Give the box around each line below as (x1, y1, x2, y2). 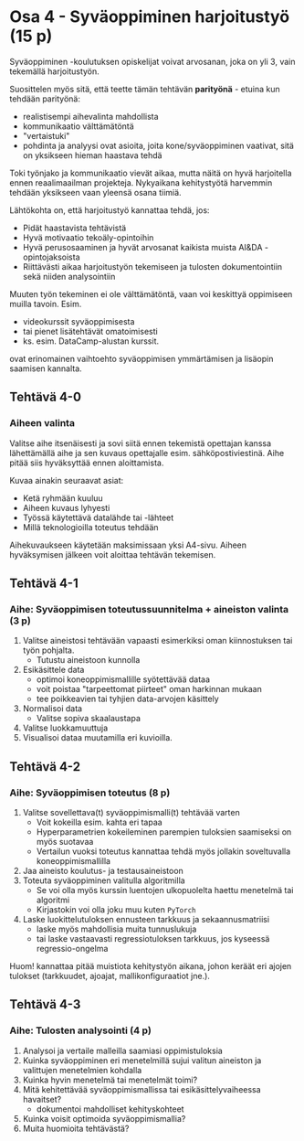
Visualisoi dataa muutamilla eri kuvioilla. (22, 732, 173, 743)
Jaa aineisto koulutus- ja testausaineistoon (22, 866, 184, 876)
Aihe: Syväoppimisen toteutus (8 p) (9, 786, 171, 799)
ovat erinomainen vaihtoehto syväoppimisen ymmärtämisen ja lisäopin (9, 353, 274, 364)
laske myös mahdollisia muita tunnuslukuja (36, 923, 197, 934)
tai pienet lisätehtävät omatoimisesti (22, 325, 158, 336)
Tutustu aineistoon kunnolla (36, 655, 141, 666)
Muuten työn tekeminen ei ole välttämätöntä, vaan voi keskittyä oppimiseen (9, 288, 293, 299)
